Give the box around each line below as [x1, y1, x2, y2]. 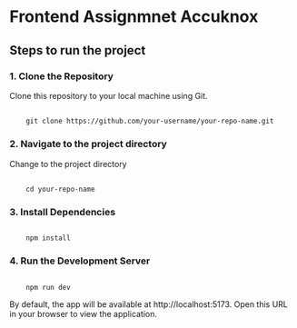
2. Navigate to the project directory [9, 138, 168, 151]
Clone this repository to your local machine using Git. [9, 90, 208, 101]
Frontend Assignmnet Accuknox [9, 6, 259, 27]
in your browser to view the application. [9, 308, 157, 319]
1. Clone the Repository [9, 70, 114, 83]
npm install [25, 234, 71, 243]
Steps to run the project [9, 43, 146, 58]
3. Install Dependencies [9, 205, 116, 218]
